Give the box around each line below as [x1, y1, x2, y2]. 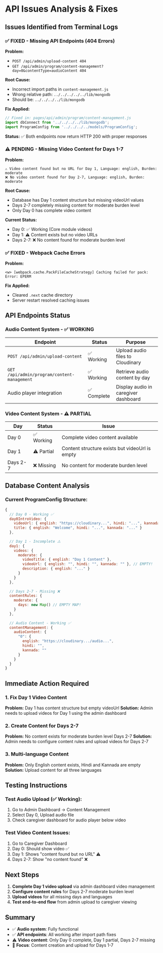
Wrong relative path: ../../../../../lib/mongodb [12, 91, 111, 97]
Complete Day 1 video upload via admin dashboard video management [12, 883, 155, 890]
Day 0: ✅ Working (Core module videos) [12, 226, 93, 232]
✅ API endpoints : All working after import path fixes [12, 932, 116, 937]
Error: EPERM [5, 274, 32, 279]
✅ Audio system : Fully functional [12, 926, 79, 932]
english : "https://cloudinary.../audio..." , [22, 639, 114, 644]
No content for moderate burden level [61, 462, 147, 469]
